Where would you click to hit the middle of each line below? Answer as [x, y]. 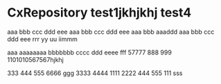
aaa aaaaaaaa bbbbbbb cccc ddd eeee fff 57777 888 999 [89, 52]
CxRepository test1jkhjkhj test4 [99, 13]
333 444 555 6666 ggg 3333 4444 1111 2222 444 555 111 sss [95, 73]
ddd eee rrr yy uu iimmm [43, 39]
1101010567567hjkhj [35, 59]
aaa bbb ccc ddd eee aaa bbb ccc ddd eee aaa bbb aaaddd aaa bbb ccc [111, 32]
